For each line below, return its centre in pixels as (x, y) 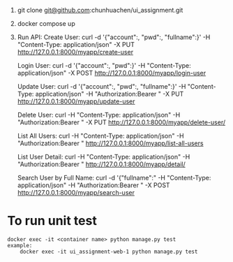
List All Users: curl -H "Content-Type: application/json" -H (100, 136)
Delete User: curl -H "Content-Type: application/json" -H (99, 115)
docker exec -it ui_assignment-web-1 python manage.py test (109, 252)
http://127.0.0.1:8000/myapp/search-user (76, 192)
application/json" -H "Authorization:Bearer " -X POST (93, 185)
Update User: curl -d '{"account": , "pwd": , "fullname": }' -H (102, 86)
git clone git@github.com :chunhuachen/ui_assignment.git (100, 10)
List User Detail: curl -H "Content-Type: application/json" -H (104, 157)
